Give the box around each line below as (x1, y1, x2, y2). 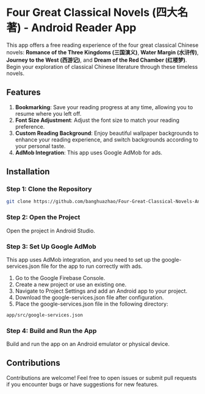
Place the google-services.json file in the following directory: (15, 300, 169, 307)
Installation (6, 167, 50, 177)
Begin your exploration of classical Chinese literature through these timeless (6, 63, 198, 70)
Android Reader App (31, 21, 137, 35)
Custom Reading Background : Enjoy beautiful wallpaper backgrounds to (15, 129, 199, 137)
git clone (6, 199, 32, 205)
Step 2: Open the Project (6, 213, 81, 221)
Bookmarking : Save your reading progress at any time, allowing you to (15, 103, 193, 110)
